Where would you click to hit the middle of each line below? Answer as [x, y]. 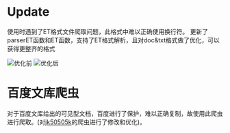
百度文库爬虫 [43, 93]
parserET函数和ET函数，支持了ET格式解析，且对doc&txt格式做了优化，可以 [114, 40]
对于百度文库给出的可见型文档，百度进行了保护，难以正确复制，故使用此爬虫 [115, 113]
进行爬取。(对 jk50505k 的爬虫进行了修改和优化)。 [76, 122]
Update [28, 12]
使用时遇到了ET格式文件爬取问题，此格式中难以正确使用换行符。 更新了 [108, 31]
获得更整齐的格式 [31, 48]
